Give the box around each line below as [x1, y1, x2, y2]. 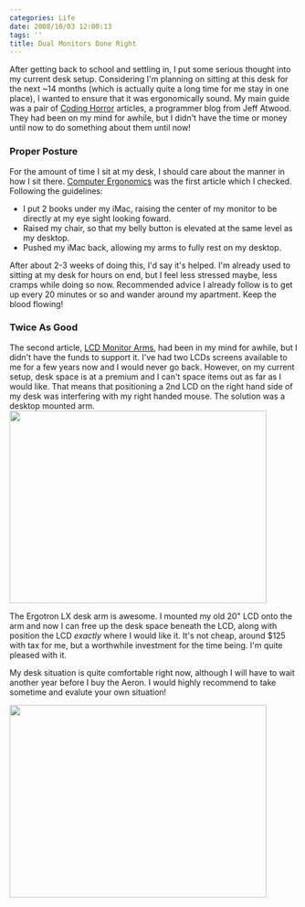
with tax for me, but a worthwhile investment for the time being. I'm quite [9, 639, 283, 650]
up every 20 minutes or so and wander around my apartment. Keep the [9, 289, 277, 300]
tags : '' [9, 30, 43, 39]
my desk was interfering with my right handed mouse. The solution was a [9, 390, 286, 401]
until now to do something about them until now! [9, 123, 192, 133]
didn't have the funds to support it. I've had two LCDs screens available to [9, 351, 288, 362]
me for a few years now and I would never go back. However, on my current [9, 361, 295, 372]
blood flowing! [9, 298, 64, 309]
